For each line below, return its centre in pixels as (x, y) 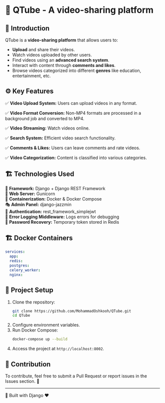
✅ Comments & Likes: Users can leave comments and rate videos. (73, 148)
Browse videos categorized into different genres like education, (77, 70)
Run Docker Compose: (35, 330)
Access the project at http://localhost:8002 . (58, 349)
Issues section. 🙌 (22, 381)
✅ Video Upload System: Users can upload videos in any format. (71, 103)
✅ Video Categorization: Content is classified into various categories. (76, 158)
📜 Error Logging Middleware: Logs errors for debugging (62, 217)
